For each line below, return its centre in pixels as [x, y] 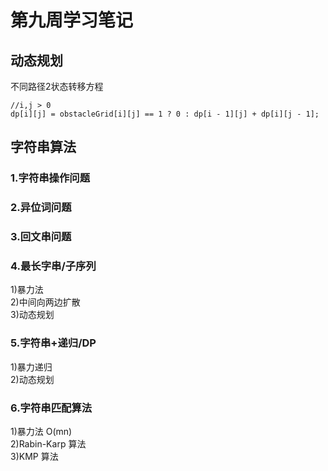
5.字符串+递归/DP [53, 343]
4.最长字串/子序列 [53, 266]
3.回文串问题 [41, 237]
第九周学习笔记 [72, 20]
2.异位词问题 [41, 208]
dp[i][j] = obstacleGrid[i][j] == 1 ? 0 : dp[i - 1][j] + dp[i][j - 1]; [165, 114]
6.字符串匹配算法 [51, 408]
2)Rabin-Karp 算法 [48, 444]
